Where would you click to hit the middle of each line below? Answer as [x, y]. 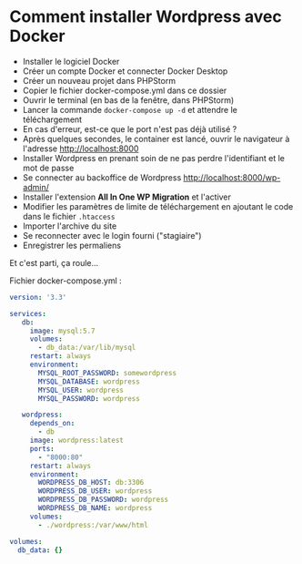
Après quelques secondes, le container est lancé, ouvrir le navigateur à [156, 138]
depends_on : [52, 424]
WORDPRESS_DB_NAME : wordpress [95, 508]
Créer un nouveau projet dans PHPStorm [99, 80]
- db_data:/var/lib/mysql [87, 348]
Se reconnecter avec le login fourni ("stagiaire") [112, 235]
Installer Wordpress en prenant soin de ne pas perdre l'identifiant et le [153, 158]
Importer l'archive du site [70, 226]
